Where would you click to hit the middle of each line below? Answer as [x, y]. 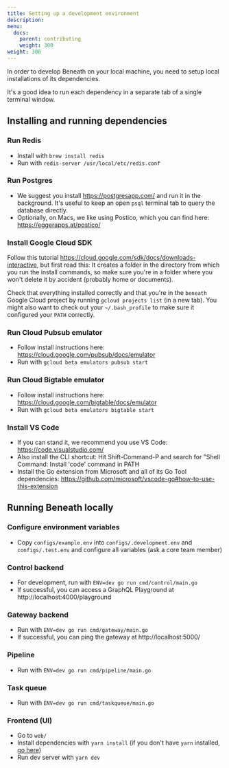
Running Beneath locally [60, 508]
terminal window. [31, 99]
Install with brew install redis [61, 155]
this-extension [37, 486]
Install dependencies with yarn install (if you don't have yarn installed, [119, 743]
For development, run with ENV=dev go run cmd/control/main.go [107, 582]
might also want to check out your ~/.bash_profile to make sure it [101, 307]
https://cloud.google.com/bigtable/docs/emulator [87, 402]
